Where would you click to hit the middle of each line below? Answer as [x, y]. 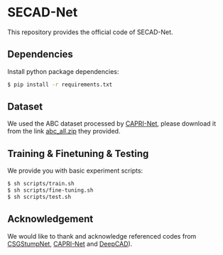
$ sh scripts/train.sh [41, 184]
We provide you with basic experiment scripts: [75, 170]
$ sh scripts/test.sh [39, 197]
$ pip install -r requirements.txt [60, 85]
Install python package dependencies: [63, 71]
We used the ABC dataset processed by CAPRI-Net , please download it [112, 124]
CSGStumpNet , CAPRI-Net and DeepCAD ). [70, 244]
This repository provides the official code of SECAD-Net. [90, 32]
